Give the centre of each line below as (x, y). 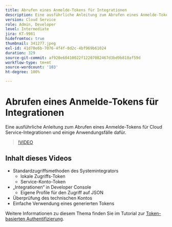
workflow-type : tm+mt (28, 63)
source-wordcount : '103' (32, 67)
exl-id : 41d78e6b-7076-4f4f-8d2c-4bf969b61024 (56, 48)
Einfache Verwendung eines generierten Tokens (63, 203)
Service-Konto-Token (43, 181)
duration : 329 (20, 53)
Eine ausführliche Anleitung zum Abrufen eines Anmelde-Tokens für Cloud (84, 127)
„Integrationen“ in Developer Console (52, 187)
